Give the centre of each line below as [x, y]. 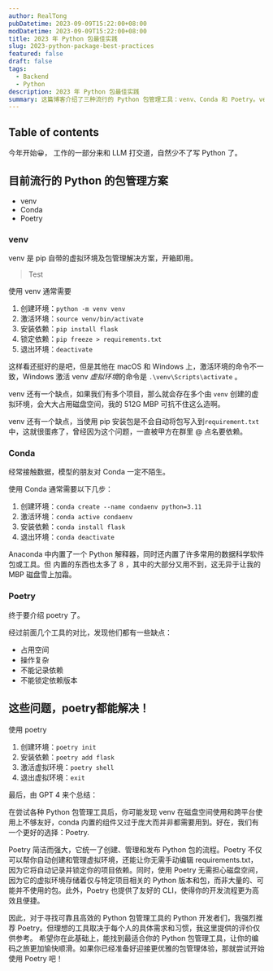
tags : [17, 69]
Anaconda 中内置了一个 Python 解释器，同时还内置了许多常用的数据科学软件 [136, 554]
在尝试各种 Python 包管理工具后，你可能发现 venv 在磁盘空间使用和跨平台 [132, 811]
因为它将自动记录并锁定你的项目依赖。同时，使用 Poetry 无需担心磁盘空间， [135, 870]
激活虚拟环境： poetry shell [67, 767]
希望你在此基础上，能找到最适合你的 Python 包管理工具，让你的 [145, 938]
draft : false [30, 62]
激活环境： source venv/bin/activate [82, 319]
